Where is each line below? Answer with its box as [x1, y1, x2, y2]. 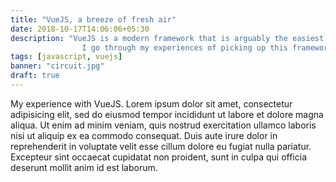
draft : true [10, 71, 60, 81]
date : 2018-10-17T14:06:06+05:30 [10, 24, 150, 34]
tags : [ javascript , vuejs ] [10, 52, 123, 62]
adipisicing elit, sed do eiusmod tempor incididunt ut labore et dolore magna [10, 108, 324, 120]
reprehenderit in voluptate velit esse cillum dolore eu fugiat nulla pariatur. [10, 140, 312, 152]
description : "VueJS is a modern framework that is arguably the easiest [10, 33, 325, 43]
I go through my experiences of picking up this [81, 42, 288, 53]
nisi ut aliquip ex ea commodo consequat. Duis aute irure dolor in [10, 129, 278, 141]
